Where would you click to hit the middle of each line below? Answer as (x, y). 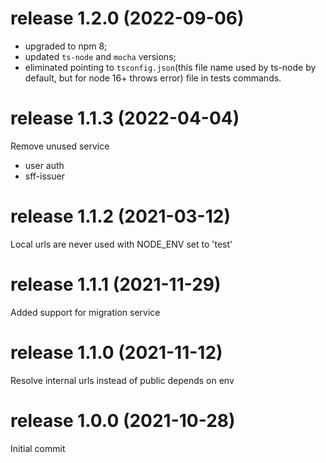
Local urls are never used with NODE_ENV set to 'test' (121, 244)
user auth (44, 165)
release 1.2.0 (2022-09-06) (127, 18)
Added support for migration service (85, 312)
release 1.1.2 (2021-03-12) (120, 216)
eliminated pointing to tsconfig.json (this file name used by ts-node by (170, 67)
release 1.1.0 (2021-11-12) (116, 352)
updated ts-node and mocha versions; (100, 56)
